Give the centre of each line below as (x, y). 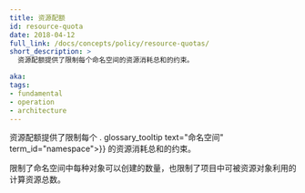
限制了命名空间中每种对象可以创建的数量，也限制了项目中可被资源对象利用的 (153, 168)
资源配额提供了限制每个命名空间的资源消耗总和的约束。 (106, 60)
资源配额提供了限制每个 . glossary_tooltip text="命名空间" (117, 137)
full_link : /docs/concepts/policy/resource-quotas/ (109, 43)
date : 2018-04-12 (42, 35)
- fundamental (36, 93)
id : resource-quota (46, 26)
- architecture (38, 110)
